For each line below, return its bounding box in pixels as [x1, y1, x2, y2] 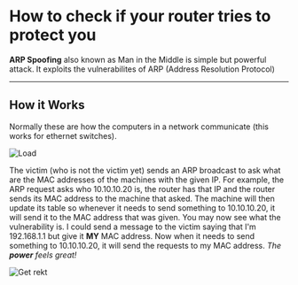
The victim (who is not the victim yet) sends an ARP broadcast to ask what [9, 165, 281, 175]
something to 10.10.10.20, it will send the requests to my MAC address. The [9, 240, 282, 250]
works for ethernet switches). [9, 130, 117, 141]
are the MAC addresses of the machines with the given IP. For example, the [9, 174, 285, 185]
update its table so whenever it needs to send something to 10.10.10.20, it [9, 202, 275, 213]
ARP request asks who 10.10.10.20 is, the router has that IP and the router [9, 183, 276, 194]
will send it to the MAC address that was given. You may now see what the [9, 212, 281, 222]
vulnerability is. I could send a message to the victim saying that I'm [9, 221, 257, 232]
